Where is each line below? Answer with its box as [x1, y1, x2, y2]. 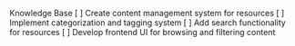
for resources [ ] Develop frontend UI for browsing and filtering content [9, 27, 276, 37]
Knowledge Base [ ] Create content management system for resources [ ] [9, 8, 285, 18]
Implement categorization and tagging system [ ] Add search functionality [9, 17, 287, 28]
